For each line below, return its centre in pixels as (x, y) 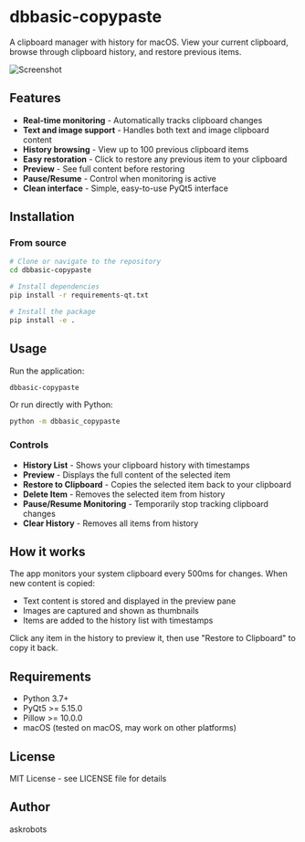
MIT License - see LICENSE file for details (88, 778)
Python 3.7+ (46, 699)
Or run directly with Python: (61, 405)
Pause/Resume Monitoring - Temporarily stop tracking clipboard (146, 503)
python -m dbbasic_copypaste (65, 422)
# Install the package (53, 311)
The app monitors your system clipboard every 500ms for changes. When (148, 574)
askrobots (28, 829)
